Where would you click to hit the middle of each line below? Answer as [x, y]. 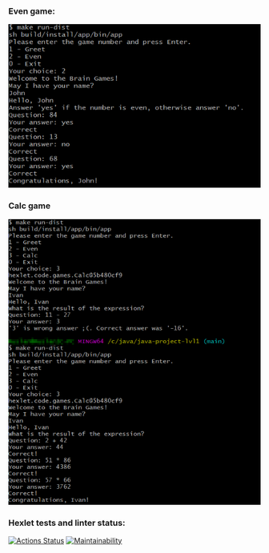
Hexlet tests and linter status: [67, 523]
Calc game [30, 206]
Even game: [32, 11]
